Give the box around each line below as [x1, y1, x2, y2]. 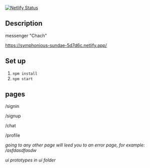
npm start [12, 76, 33, 81]
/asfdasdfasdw [5, 147, 36, 153]
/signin [5, 103, 19, 109]
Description [5, 19, 42, 28]
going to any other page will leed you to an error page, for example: [5, 142, 145, 148]
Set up [5, 57, 26, 65]
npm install [12, 71, 37, 76]
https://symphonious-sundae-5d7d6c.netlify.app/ [5, 42, 107, 48]
